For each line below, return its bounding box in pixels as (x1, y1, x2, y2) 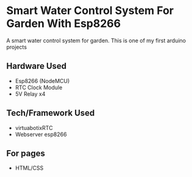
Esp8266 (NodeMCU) (15, 77, 70, 84)
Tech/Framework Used (6, 108, 95, 118)
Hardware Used (6, 61, 67, 71)
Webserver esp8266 (15, 131, 67, 138)
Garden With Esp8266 (6, 16, 121, 31)
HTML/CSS (15, 164, 44, 172)
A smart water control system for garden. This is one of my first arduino (6, 37, 186, 44)
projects (6, 43, 27, 51)
